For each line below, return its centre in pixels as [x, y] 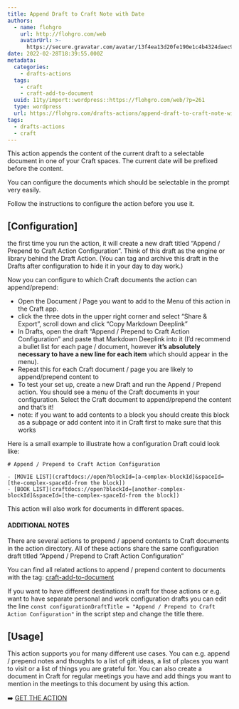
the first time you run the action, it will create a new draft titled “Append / [114, 244]
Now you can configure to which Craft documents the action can [102, 280]
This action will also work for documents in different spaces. [96, 509]
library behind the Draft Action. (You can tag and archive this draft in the [113, 259]
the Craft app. [38, 309]
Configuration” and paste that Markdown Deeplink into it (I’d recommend [124, 339]
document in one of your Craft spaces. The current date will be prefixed [113, 161]
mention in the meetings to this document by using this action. [99, 684]
